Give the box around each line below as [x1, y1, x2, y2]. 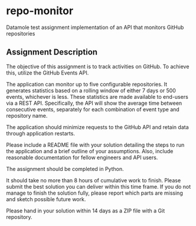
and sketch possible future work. [6, 195, 86, 202]
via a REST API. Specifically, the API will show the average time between [6, 99, 182, 106]
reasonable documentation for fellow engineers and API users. [6, 154, 158, 161]
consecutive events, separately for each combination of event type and [6, 105, 180, 113]
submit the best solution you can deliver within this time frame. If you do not [6, 183, 191, 190]
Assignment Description [6, 47, 98, 57]
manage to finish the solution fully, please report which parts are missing [6, 189, 183, 196]
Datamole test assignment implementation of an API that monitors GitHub [6, 24, 184, 31]
